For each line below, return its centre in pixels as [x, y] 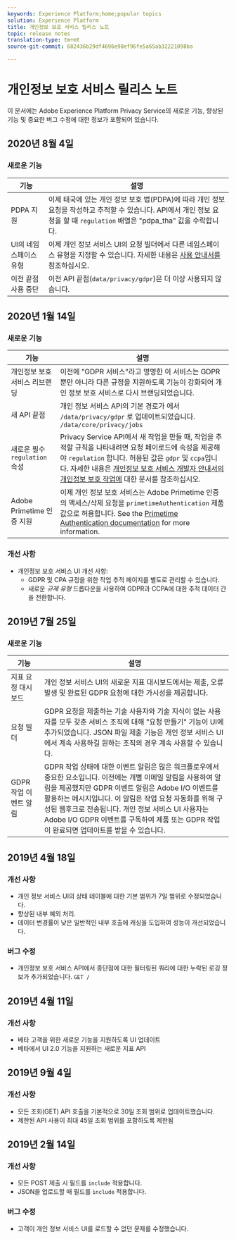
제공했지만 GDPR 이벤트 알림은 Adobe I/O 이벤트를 [139, 788]
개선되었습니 [209, 922]
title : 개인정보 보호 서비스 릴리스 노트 [58, 27]
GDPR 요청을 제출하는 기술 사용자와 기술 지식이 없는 [125, 711]
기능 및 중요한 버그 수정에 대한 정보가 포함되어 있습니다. [83, 119]
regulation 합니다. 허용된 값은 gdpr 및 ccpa [137, 458]
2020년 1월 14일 [41, 317]
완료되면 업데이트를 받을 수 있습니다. [109, 830]
